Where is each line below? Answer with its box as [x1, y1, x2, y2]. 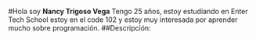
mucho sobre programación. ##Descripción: [8, 24, 151, 32]
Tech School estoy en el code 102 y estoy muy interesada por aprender [8, 15, 238, 24]
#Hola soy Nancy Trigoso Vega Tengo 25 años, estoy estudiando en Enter [8, 7, 248, 16]
